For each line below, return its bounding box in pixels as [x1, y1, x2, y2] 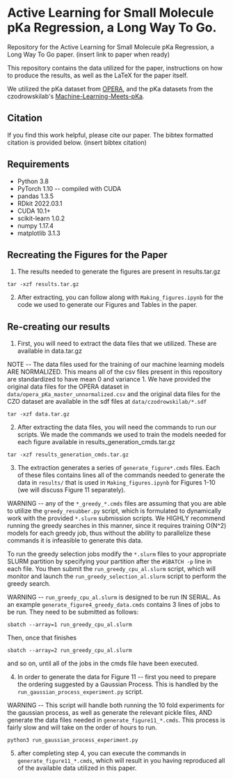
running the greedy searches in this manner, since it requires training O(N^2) [7, 522, 227, 530]
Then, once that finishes [7, 633, 77, 642]
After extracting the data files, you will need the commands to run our [17, 423, 217, 432]
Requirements [7, 158, 70, 170]
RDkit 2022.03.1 [17, 199, 63, 207]
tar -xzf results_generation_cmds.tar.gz [7, 451, 129, 458]
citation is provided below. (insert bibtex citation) [7, 138, 147, 146]
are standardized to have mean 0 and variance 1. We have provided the [7, 375, 211, 384]
